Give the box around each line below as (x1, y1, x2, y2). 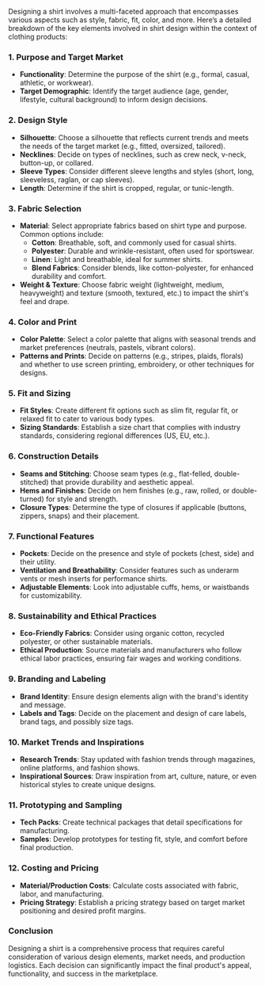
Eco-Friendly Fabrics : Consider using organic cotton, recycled (19, 629, 225, 638)
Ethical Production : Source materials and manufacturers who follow (19, 645, 242, 655)
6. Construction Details (8, 451, 99, 462)
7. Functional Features (8, 531, 95, 542)
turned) (19, 494, 45, 504)
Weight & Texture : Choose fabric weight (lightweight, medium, (19, 280, 225, 289)
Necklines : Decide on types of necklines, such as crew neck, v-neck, (19, 150, 247, 159)
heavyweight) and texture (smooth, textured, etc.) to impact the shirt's (19, 288, 249, 298)
